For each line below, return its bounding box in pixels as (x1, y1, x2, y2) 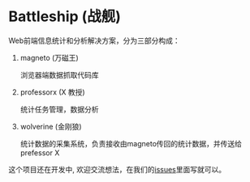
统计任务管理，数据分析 (19, 104, 99, 114)
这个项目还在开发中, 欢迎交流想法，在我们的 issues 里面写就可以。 (8, 164, 226, 174)
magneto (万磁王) (19, 53, 79, 62)
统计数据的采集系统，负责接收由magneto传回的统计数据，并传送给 (19, 138, 242, 148)
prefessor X (19, 147, 60, 158)
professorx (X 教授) (19, 87, 85, 97)
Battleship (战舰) (8, 7, 122, 26)
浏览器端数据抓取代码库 (19, 70, 99, 79)
